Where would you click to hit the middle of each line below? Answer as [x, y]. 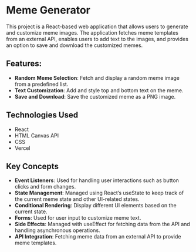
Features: [24, 64]
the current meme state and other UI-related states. [77, 199]
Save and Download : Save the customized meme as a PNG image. [95, 96]
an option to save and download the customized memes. [75, 45]
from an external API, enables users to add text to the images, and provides [97, 39]
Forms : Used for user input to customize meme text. [78, 218]
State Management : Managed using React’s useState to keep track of [99, 193]
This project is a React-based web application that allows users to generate [97, 26]
